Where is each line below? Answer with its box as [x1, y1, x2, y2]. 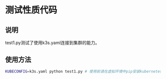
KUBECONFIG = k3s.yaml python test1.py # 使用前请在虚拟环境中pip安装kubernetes [5, 69, 162, 74]
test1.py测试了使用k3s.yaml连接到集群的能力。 [5, 40, 100, 45]
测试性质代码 [5, 4, 58, 16]
